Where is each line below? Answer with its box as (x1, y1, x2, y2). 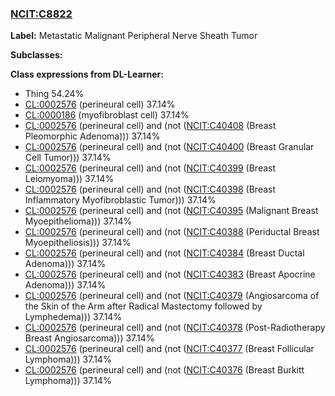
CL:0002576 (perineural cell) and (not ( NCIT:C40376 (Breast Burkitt (24, 364, 305, 376)
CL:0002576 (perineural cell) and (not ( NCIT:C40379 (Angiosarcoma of (24, 290, 320, 302)
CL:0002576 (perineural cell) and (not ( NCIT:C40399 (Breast (24, 162, 277, 174)
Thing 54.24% (24, 88, 85, 100)
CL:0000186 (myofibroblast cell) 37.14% (24, 109, 190, 121)
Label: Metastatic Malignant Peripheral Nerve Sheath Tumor (10, 30, 258, 42)
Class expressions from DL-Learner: (10, 68, 164, 81)
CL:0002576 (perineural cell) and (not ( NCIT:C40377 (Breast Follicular (24, 343, 315, 355)
